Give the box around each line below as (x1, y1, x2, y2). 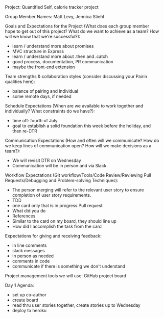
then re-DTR (12, 128, 38, 134)
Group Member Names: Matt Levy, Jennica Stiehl (5, 14, 104, 19)
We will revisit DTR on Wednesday (12, 158, 82, 163)
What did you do (12, 208, 46, 213)
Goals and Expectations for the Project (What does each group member (5, 23, 150, 29)
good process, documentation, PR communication (12, 59, 114, 64)
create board (12, 297, 39, 303)
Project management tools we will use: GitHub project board (5, 273, 126, 279)
